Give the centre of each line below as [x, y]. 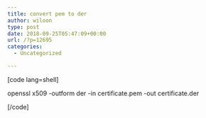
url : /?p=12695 [30, 40]
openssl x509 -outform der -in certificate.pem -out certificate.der [103, 93]
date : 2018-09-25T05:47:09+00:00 [57, 34]
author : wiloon [30, 20]
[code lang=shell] [33, 79]
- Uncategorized [38, 54]
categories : [25, 47]
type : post [23, 27]
